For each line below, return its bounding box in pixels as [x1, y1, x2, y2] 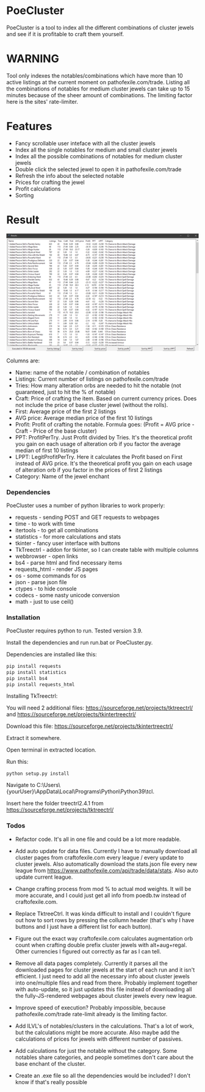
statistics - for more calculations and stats [15, 533, 121, 541]
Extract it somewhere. [6, 735, 62, 742]
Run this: [6, 758, 29, 766]
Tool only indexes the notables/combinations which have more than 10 [6, 71, 183, 79]
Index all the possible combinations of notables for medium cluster [15, 152, 183, 159]
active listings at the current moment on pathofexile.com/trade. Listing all [6, 78, 190, 86]
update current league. [15, 873, 73, 881]
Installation [6, 614, 41, 622]
